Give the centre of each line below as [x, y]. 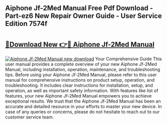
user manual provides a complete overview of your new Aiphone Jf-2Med [81, 64]
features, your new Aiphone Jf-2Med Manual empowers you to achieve [78, 96]
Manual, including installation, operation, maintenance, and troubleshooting [83, 69]
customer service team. [29, 117]
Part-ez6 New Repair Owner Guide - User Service [83, 16]
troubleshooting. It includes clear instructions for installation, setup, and [79, 85]
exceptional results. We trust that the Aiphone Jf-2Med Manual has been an [83, 101]
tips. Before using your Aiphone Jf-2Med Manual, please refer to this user [81, 75]
